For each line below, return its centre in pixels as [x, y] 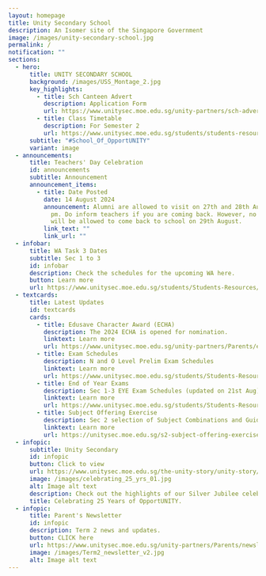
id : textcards [53, 309]
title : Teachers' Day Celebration [86, 163]
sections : [25, 60]
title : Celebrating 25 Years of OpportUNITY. [105, 501]
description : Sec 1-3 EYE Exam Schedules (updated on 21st [143, 391]
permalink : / [30, 45]
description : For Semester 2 [91, 126]
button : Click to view [66, 464]
